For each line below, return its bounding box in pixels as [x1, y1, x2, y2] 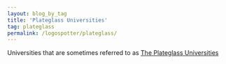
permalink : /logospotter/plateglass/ [7, 29, 118, 37]
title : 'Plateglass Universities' [7, 17, 108, 24]
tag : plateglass [7, 23, 55, 30]
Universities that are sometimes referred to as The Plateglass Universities [7, 49, 219, 57]
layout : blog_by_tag [7, 10, 68, 17]
